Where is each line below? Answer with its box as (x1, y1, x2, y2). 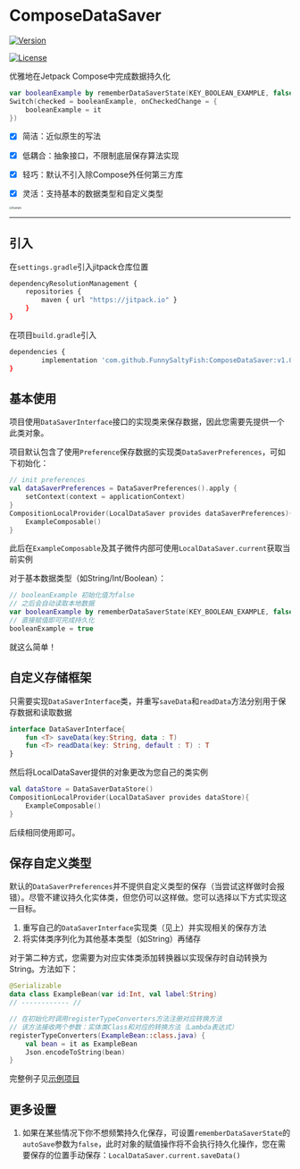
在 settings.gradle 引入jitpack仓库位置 (9, 261, 149, 272)
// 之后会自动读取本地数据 (9, 599, 96, 608)
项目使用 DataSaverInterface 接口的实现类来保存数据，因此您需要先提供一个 (9, 417, 285, 428)
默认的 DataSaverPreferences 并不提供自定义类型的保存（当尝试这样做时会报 (9, 881, 286, 892)
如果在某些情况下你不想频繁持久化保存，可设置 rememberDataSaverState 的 (21, 1128, 291, 1139)
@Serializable (9, 981, 62, 991)
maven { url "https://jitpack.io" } (41, 296, 178, 305)
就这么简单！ (9, 641, 56, 652)
